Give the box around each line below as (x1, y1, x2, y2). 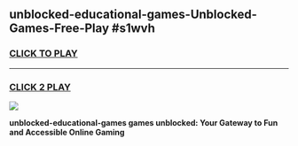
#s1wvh (111, 21, 155, 36)
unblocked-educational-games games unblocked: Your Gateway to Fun (9, 117, 278, 127)
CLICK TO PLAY (9, 48, 78, 60)
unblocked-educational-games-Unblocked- (9, 7, 257, 22)
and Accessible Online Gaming (9, 127, 125, 137)
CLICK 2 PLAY (9, 81, 71, 93)
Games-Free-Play (9, 21, 109, 36)
